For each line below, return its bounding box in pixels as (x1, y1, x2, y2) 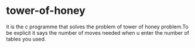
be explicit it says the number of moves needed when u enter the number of (6, 29, 189, 36)
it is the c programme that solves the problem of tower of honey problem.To (6, 23, 189, 30)
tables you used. (6, 35, 46, 42)
